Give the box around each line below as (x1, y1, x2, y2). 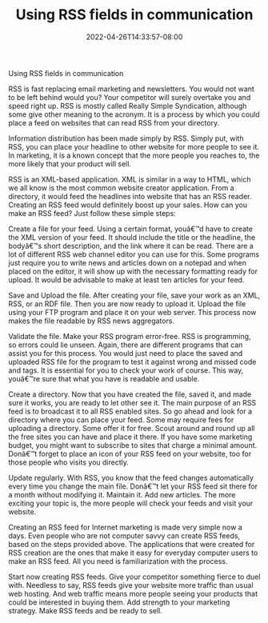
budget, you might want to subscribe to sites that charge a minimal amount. (8, 440, 258, 449)
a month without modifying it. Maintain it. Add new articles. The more (8, 489, 236, 499)
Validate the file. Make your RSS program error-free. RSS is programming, (8, 331, 251, 341)
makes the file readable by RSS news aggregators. (8, 316, 174, 325)
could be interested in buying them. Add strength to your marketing (8, 597, 230, 607)
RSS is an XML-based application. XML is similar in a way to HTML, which (8, 174, 251, 184)
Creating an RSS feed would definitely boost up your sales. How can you (8, 200, 248, 210)
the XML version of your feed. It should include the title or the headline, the (8, 232, 256, 242)
